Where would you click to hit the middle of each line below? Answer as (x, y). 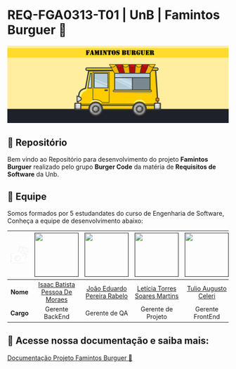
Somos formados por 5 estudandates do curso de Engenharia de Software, (116, 214)
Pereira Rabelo (107, 296)
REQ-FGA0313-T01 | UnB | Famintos (113, 15)
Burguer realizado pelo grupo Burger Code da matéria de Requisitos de (112, 167)
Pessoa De (57, 292)
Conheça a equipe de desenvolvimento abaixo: (75, 221)
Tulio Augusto (207, 288)
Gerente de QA (107, 313)
